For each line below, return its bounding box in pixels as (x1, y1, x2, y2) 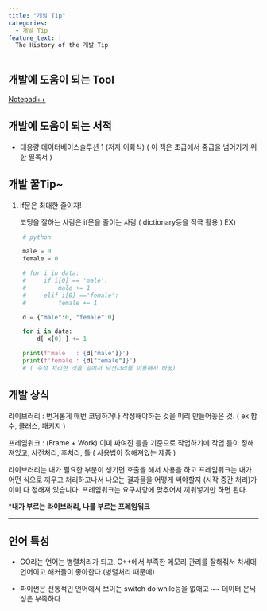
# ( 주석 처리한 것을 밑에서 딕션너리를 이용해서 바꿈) (22, 364, 176, 372)
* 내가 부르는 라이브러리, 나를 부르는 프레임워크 (8, 501, 151, 511)
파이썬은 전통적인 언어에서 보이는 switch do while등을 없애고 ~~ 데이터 (19, 584, 242, 593)
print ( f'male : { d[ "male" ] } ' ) (22, 350, 130, 358)
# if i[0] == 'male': (22, 276, 109, 285)
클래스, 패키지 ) (18, 421, 66, 430)
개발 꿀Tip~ (8, 178, 64, 191)
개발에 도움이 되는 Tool (8, 72, 115, 86)
